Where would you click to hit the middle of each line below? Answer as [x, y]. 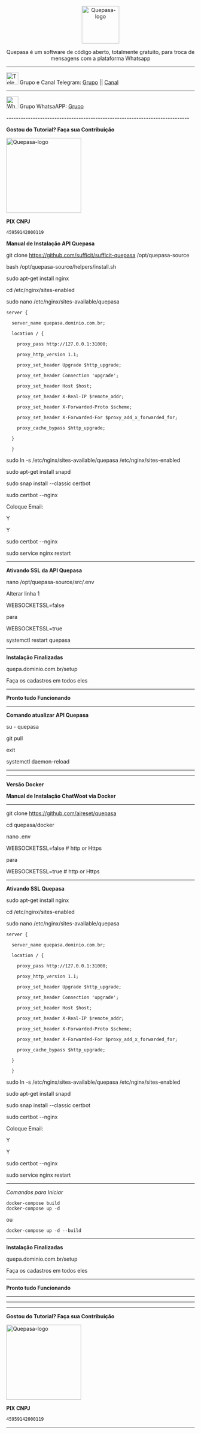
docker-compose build [33, 1203]
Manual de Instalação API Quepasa [51, 243]
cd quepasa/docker [31, 825]
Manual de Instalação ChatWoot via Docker [61, 796]
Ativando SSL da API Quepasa [44, 570]
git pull [15, 738]
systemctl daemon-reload [38, 761]
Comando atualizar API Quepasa [47, 715]
